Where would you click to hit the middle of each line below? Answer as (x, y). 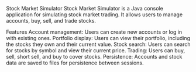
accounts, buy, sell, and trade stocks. (51, 21)
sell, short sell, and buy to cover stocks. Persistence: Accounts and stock (94, 57)
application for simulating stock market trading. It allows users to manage (94, 15)
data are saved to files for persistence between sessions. (75, 63)
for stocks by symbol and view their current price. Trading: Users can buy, (96, 51)
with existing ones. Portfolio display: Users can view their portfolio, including (98, 38)
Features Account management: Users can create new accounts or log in (94, 32)
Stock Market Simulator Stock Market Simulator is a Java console (85, 8)
